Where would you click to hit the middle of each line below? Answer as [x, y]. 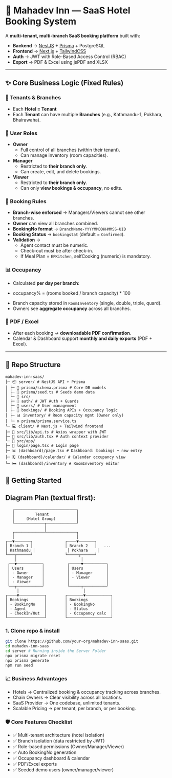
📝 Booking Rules [26, 201]
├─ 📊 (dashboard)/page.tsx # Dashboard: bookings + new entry [74, 450]
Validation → [27, 240]
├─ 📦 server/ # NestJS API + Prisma [45, 382]
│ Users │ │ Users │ [58, 568]
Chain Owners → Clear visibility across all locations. [68, 697]
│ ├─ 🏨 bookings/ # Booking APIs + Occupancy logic [61, 410]
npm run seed [19, 665]
